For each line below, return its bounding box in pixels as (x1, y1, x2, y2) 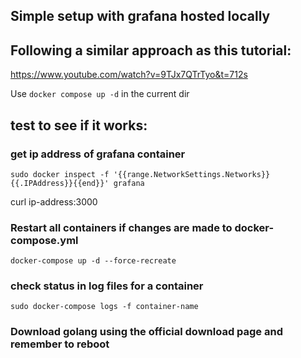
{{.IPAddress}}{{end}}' (10, 178, 110, 188)
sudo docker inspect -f (10, 169, 110, 179)
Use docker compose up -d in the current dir (10, 88, 190, 100)
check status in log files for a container (10, 279, 204, 293)
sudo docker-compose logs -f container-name (10, 302, 199, 312)
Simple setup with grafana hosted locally (10, 8, 271, 25)
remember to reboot (10, 337, 110, 351)
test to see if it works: (10, 117, 148, 134)
